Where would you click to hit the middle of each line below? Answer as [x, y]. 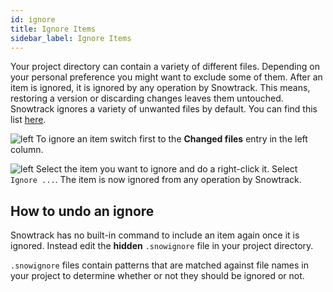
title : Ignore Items [53, 29]
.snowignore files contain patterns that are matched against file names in [159, 265]
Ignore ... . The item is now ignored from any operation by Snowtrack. [156, 180]
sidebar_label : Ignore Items [71, 38]
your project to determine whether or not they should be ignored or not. [157, 276]
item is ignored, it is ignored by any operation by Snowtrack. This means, [160, 88]
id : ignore [33, 19]
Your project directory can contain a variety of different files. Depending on [165, 67]
